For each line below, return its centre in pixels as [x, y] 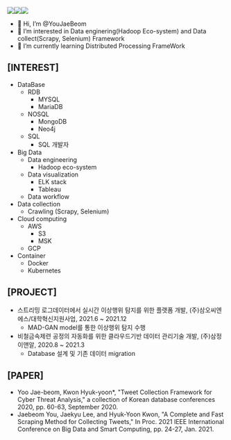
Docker [38, 263]
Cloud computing [42, 218]
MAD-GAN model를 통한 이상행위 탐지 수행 [86, 327]
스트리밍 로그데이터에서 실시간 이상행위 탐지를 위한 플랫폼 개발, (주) [108, 310]
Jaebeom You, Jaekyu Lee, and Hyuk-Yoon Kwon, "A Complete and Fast [120, 414]
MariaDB [50, 106]
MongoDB [52, 121]
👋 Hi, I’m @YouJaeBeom [52, 24]
